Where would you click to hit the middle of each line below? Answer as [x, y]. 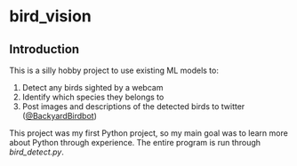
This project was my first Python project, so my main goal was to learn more [149, 133]
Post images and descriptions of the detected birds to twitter [133, 107]
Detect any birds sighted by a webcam [92, 87]
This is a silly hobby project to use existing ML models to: [114, 70]
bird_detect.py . [36, 152]
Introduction [44, 49]
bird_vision [50, 16]
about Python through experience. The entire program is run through [135, 142]
